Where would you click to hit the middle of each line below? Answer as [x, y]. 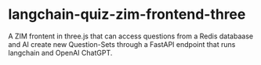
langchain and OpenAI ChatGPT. [60, 52]
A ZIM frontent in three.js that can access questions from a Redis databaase [130, 36]
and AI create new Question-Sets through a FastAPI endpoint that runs [122, 44]
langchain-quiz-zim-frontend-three [127, 14]
